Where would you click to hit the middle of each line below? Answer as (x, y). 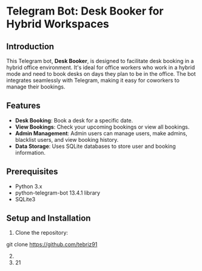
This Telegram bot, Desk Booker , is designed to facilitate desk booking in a (100, 61)
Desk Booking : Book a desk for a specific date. (74, 120)
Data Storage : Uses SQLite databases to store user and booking (95, 146)
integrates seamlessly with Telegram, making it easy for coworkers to (93, 80)
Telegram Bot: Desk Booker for (85, 11)
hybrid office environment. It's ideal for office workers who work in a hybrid (101, 67)
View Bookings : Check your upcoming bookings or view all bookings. (102, 127)
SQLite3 (25, 199)
